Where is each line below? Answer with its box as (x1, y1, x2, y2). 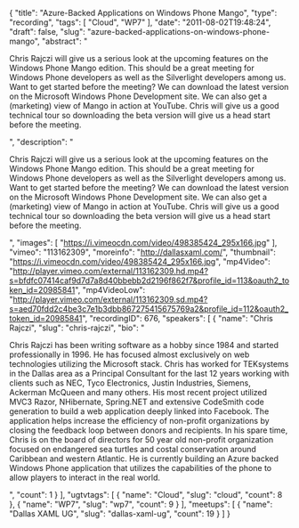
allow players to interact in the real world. (9, 472, 161, 483)
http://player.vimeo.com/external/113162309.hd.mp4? (12, 266, 209, 276)
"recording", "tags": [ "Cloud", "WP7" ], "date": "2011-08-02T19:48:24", (9, 17, 271, 28)
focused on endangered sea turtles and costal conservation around (9, 444, 256, 454)
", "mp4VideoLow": (75, 285, 146, 295)
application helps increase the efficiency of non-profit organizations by (9, 416, 270, 426)
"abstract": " (41, 36, 88, 46)
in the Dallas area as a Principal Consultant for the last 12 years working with (9, 369, 289, 378)
